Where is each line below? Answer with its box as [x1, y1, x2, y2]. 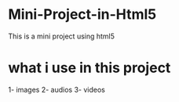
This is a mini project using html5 [8, 31, 115, 41]
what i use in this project [8, 59, 171, 77]
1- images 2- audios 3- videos [8, 85, 106, 94]
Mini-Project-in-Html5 [8, 5, 157, 24]
